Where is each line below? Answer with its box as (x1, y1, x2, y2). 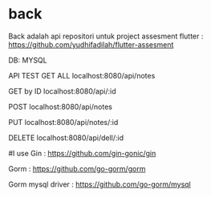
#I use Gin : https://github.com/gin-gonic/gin (8, 148, 156, 158)
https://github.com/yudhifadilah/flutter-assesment (8, 39, 174, 49)
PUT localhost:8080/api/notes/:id (8, 117, 119, 127)
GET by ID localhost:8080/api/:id (8, 86, 116, 96)
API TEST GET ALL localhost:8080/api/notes (8, 70, 156, 80)
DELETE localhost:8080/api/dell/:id (8, 133, 124, 143)
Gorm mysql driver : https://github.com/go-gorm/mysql (8, 179, 191, 189)
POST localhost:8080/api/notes (8, 102, 112, 111)
